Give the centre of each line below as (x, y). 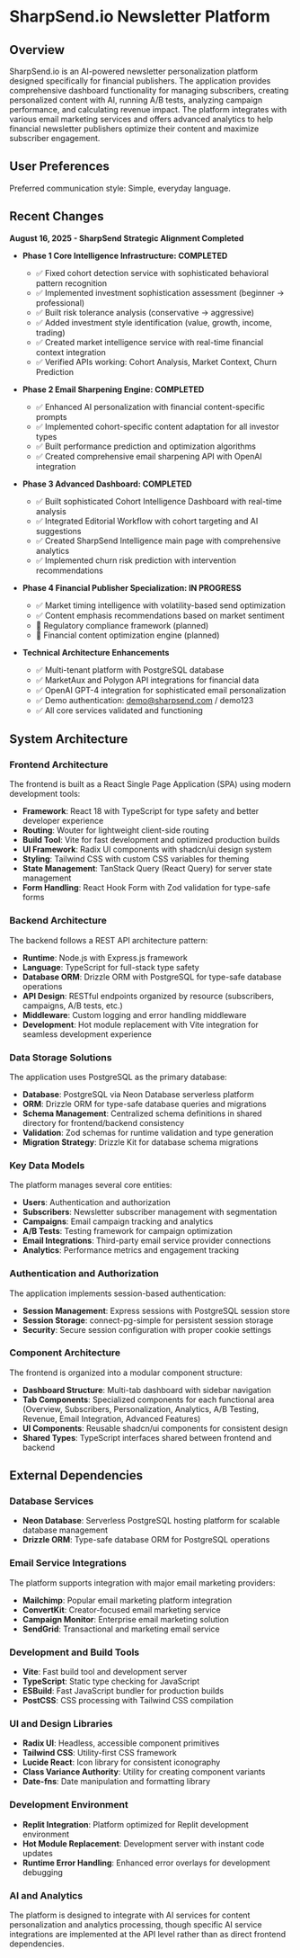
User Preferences (59, 167)
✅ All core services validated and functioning (119, 710)
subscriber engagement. (55, 138)
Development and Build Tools (75, 1652)
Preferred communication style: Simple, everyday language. (120, 188)
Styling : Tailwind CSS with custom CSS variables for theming (136, 859)
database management (65, 1530)
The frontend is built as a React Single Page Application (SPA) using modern (150, 784)
